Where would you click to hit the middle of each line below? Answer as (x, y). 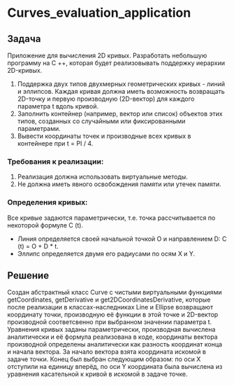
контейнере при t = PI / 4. (55, 143)
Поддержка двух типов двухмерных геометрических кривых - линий (121, 84)
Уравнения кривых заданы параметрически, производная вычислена (111, 330)
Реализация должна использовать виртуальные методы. (103, 177)
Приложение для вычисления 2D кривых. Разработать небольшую (107, 55)
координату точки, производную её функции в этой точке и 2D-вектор (113, 315)
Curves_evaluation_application (99, 13)
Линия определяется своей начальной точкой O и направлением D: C (122, 239)
